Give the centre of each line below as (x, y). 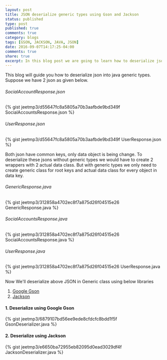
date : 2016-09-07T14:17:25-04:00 (40, 47)
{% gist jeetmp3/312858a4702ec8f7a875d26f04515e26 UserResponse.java (83, 267)
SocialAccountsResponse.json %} (40, 112)
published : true (22, 28)
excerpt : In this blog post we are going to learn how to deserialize (80, 61)
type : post (16, 24)
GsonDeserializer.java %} (31, 324)
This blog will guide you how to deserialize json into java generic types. (78, 75)
